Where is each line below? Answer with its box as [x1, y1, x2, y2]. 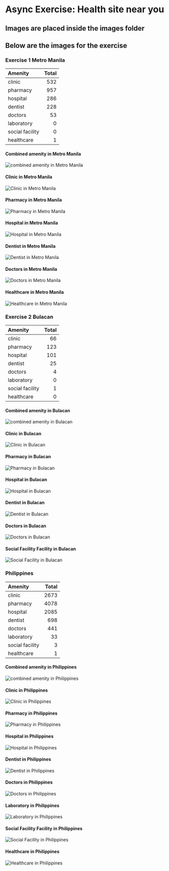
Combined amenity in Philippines [5, 664, 77, 670]
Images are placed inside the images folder [5, 24, 145, 33]
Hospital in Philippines [5, 733, 54, 739]
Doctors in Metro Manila [5, 266, 58, 272]
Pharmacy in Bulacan [5, 453, 51, 459]
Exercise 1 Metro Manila [5, 56, 65, 63]
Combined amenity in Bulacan [5, 407, 70, 413]
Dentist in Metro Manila [5, 243, 56, 249]
